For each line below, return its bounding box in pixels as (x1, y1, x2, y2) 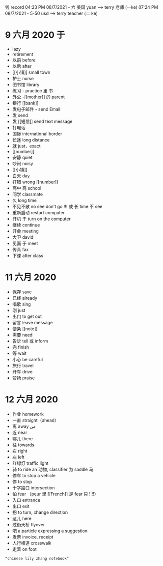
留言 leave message (12, 319, 53, 325)
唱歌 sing (12, 301, 31, 307)
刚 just (12, 307, 26, 313)
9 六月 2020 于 (5, 29, 65, 41)
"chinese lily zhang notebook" (5, 556, 69, 561)
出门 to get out (12, 313, 42, 319)
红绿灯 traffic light (12, 460, 49, 466)
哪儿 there (12, 435, 33, 441)
